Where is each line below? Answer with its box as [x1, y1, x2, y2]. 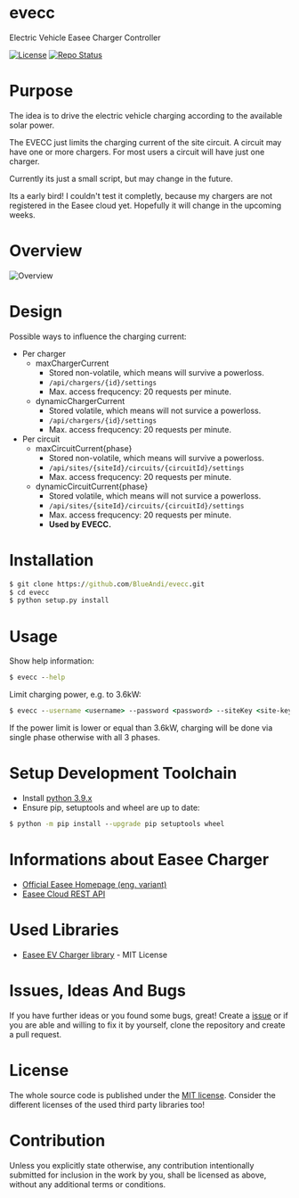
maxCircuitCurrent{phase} [35, 442, 133, 453]
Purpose [9, 81, 74, 101]
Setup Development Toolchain [9, 764, 238, 783]
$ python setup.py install [9, 596, 109, 605]
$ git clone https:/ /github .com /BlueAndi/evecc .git [9, 579, 205, 589]
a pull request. [9, 1029, 62, 1039]
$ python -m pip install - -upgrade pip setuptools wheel [9, 819, 225, 828]
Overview [9, 241, 83, 261]
